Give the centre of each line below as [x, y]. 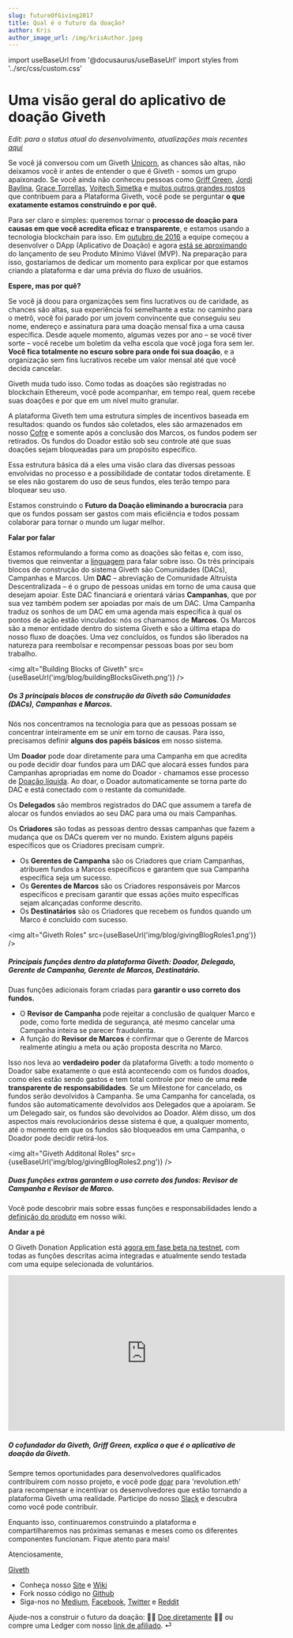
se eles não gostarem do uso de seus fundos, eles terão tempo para [119, 482]
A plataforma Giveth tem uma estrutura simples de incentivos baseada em [129, 416]
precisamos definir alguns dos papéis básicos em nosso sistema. [116, 741]
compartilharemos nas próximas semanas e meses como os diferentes [123, 1530]
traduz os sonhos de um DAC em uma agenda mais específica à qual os [125, 612]
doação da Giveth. [39, 1453]
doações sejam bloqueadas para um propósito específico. [103, 450]
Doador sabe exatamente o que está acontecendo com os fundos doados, [129, 1071]
